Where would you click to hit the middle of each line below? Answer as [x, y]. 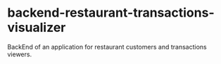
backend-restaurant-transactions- [111, 13]
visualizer [37, 27]
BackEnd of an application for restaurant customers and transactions [107, 47]
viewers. [20, 54]
